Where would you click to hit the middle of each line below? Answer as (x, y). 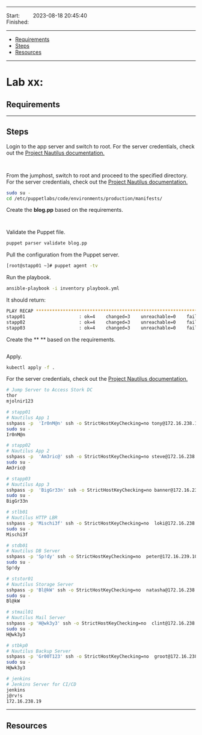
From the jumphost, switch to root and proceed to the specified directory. (97, 175)
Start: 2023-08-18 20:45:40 (47, 15)
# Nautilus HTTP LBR (32, 518)
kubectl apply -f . (31, 367)
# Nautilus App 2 (28, 451)
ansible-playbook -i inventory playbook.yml (63, 288)
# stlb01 (17, 512)
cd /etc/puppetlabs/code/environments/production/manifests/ (84, 199)
